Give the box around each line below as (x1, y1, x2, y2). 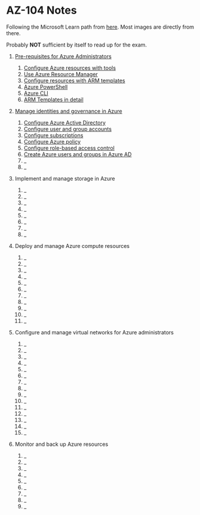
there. (6, 29, 21, 36)
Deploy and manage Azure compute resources (14, 242, 130, 249)
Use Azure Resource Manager (23, 70, 99, 77)
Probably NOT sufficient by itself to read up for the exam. (6, 41, 147, 48)
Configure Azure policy (23, 138, 81, 145)
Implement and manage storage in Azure (14, 175, 115, 182)
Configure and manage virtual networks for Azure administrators (14, 328, 174, 336)
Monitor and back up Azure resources (14, 440, 109, 448)
